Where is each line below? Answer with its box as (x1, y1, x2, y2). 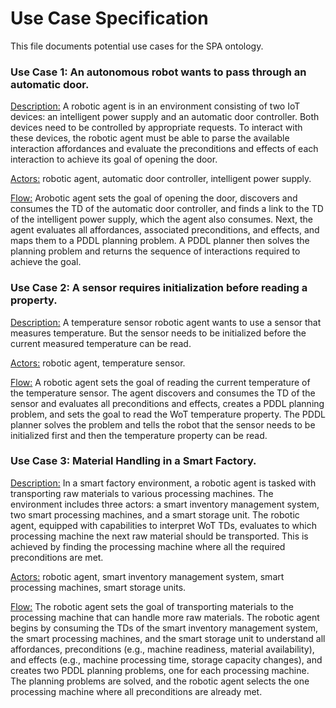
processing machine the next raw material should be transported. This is (10, 530, 309, 542)
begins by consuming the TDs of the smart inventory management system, (10, 622, 319, 634)
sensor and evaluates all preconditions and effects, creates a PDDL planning (10, 397, 325, 409)
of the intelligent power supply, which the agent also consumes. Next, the (10, 213, 313, 226)
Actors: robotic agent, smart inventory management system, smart (10, 570, 285, 582)
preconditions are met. (10, 551, 104, 563)
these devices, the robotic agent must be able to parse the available (10, 132, 290, 144)
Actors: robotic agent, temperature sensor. (10, 357, 186, 369)
